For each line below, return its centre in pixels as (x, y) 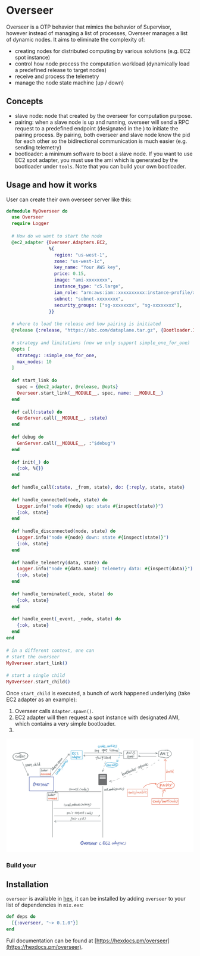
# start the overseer (33, 657)
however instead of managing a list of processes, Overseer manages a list (97, 33)
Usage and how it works (51, 185)
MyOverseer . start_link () (37, 663)
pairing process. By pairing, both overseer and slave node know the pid (102, 135)
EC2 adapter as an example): (42, 699)
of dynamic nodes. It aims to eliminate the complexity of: (76, 39)
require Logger (30, 224)
